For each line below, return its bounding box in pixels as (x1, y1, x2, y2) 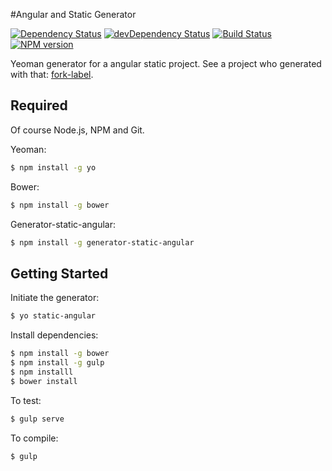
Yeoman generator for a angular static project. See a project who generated (10, 58, 322, 69)
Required (10, 97, 68, 114)
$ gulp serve (10, 414, 65, 424)
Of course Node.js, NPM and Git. (10, 124, 145, 136)
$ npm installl (10, 367, 74, 377)
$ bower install (10, 376, 78, 386)
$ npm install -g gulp (10, 358, 105, 368)
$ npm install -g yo (10, 162, 97, 173)
